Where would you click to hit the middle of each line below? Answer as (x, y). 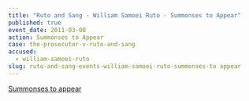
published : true (35, 23)
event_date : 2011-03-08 (47, 30)
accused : (22, 52)
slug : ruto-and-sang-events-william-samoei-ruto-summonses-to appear (125, 67)
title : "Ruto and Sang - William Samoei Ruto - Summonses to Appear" (125, 15)
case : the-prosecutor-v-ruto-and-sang (72, 45)
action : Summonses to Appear (56, 37)
